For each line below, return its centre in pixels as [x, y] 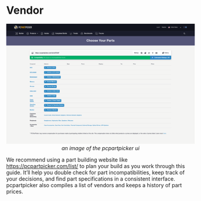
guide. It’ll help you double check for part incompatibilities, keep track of [95, 173]
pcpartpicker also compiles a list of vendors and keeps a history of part [94, 185]
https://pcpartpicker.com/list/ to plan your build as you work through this [96, 166]
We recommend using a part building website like [67, 160]
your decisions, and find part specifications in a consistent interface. [91, 179]
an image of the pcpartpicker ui [100, 148]
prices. [15, 191]
